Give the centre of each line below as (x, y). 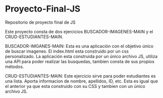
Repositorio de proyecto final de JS (40, 22)
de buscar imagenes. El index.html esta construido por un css (67, 51)
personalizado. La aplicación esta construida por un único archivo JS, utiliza (81, 56)
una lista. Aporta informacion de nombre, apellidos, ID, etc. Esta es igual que (81, 81)
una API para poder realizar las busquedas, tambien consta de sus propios (80, 61)
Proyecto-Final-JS (43, 9)
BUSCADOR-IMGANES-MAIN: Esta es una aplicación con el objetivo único (79, 46)
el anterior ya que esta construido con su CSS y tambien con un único (75, 86)
